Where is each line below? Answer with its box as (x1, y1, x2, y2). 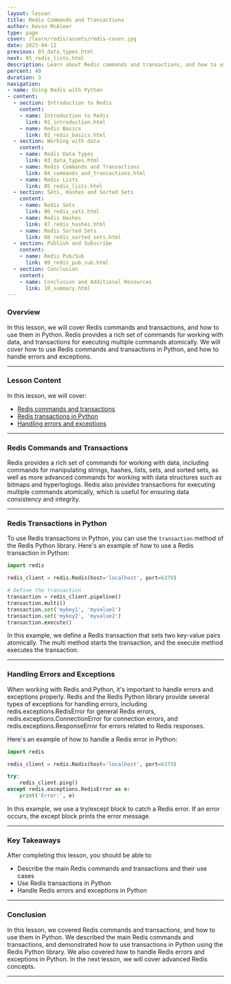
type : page (7, 29, 38, 36)
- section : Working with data (13, 138, 100, 145)
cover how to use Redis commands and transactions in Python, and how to (7, 345, 219, 353)
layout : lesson (7, 10, 51, 17)
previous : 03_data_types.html (7, 49, 94, 56)
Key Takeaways (7, 836, 61, 845)
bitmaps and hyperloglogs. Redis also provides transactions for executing (7, 480, 215, 489)
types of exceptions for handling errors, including (7, 700, 147, 708)
